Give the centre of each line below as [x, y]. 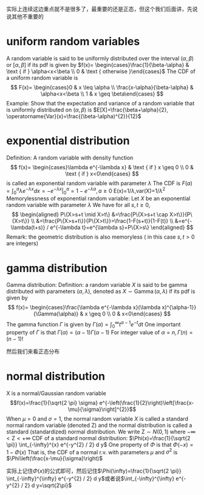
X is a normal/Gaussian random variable [56, 393]
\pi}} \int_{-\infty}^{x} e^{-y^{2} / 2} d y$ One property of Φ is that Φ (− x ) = [100, 444]
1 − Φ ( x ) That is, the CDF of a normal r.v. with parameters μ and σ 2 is [92, 451]
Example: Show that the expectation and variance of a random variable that [100, 103]
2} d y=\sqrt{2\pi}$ [48, 485]
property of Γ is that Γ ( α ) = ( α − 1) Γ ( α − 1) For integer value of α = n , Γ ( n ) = [100, 332]
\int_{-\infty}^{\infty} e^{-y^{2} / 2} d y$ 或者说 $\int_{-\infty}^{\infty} [90, 479]
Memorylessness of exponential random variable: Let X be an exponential [98, 198]
